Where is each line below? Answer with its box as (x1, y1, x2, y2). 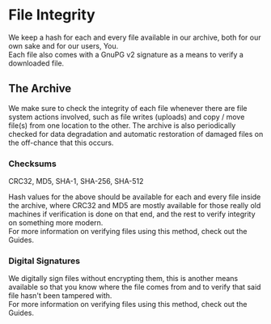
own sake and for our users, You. (8, 40, 119, 50)
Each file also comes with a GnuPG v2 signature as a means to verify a (8, 49, 244, 59)
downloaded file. (8, 58, 65, 68)
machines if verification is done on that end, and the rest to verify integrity (8, 209, 256, 220)
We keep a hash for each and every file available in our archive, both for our (8, 32, 261, 42)
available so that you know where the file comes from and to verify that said (8, 282, 261, 292)
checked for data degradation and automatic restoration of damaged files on (8, 129, 264, 139)
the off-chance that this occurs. (8, 138, 114, 147)
